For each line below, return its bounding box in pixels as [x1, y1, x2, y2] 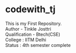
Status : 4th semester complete [5, 42, 71, 48]
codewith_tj [5, 4, 56, 15]
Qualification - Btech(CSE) [5, 31, 61, 37]
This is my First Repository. [5, 20, 62, 26]
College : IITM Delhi [5, 37, 47, 43]
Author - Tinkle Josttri [5, 25, 52, 32]
